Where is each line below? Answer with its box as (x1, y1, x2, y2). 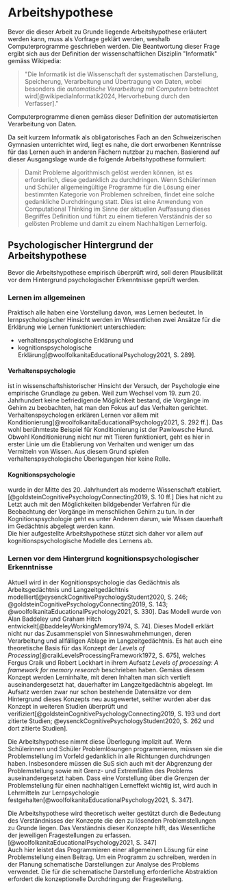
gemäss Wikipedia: (8, 56, 62, 65)
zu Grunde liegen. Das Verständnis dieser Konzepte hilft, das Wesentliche (8, 823, 216, 832)
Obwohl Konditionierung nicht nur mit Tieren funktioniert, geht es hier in (8, 433, 211, 441)
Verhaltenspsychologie (8, 366, 76, 375)
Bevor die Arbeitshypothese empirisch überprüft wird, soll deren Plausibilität (8, 268, 223, 276)
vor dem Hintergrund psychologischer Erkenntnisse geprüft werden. (8, 275, 201, 284)
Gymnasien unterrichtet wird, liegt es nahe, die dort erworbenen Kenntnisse (8, 140, 222, 148)
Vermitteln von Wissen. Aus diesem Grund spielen (8, 448, 149, 456)
